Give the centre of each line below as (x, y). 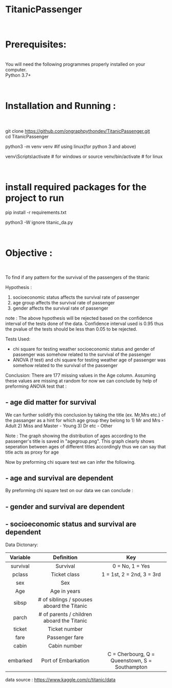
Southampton (131, 667)
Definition (65, 557)
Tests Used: (18, 339)
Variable (20, 557)
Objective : (29, 253)
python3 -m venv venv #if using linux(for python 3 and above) (71, 146)
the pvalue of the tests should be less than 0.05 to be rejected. (71, 329)
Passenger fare (65, 637)
